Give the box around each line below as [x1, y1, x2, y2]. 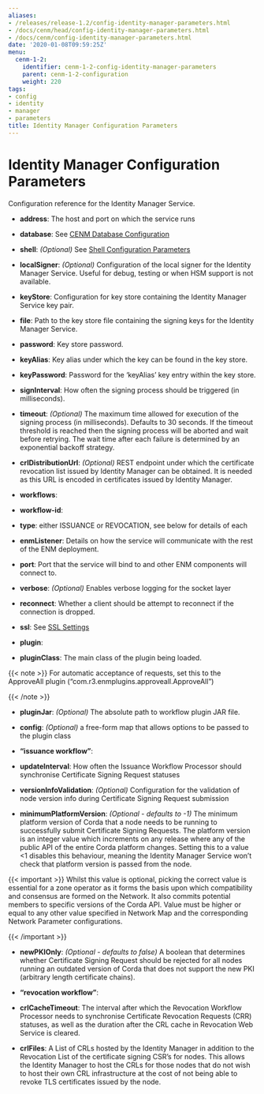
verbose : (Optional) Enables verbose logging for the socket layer [19, 583, 231, 592]
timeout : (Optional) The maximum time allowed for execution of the [19, 408, 239, 419]
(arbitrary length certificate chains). [19, 972, 136, 982]
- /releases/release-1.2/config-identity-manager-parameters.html [8, 19, 231, 27]
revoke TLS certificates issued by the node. [19, 1077, 162, 1086]
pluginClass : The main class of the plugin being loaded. [19, 652, 203, 662]
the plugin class [19, 731, 72, 740]
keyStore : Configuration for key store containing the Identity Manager [19, 291, 247, 301]
